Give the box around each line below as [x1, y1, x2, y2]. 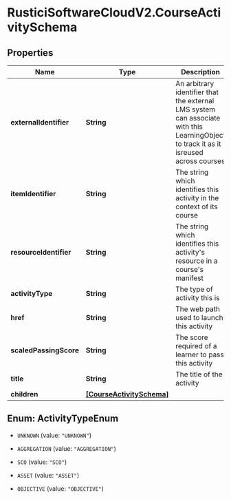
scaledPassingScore [10, 346, 79, 355]
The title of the [175, 370, 223, 379]
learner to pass [175, 350, 225, 359]
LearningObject [175, 131, 225, 140]
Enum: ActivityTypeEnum [7, 413, 119, 425]
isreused [175, 148, 204, 157]
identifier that [175, 87, 219, 97]
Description [181, 67, 220, 76]
